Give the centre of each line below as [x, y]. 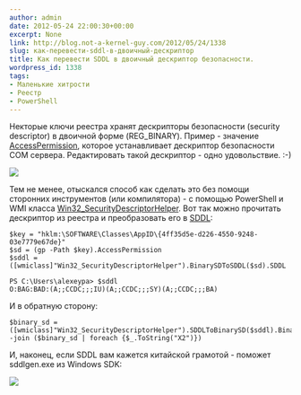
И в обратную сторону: [54, 306]
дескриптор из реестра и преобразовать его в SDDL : [111, 218]
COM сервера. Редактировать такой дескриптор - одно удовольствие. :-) [150, 155]
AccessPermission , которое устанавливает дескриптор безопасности [142, 145]
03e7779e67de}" [38, 242]
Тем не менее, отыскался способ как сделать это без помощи [129, 189]
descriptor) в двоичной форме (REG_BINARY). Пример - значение [134, 136]
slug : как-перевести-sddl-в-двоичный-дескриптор [102, 51]
